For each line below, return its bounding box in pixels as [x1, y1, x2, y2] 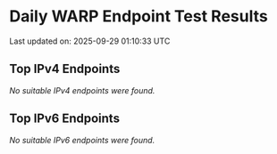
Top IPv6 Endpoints [9, 111, 121, 126]
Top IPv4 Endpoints [9, 61, 121, 77]
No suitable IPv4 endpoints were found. [9, 85, 155, 95]
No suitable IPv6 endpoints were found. [9, 134, 155, 145]
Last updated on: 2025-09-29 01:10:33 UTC [9, 36, 171, 46]
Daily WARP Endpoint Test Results [9, 6, 268, 27]
